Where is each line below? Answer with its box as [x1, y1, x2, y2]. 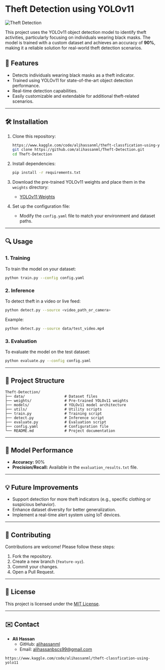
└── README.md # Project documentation [5, 428, 115, 433]
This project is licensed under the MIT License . [5, 601, 100, 607]
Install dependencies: [12, 161, 56, 167]
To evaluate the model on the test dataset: [5, 349, 90, 355]
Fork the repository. [12, 554, 53, 559]
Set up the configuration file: [12, 203, 70, 209]
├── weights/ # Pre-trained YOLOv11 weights [5, 398, 129, 403]
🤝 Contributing [5, 530, 51, 539]
